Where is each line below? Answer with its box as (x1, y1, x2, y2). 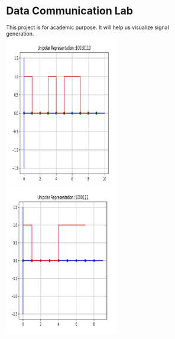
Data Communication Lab (6, 4, 134, 18)
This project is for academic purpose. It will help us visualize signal (6, 24, 170, 31)
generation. (6, 30, 34, 37)
